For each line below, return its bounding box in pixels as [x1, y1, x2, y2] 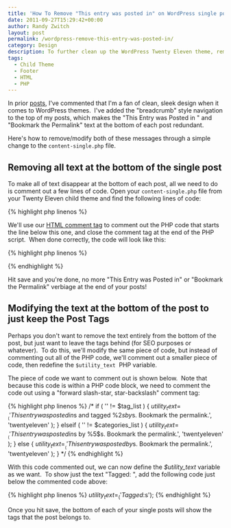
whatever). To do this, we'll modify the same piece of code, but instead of [8, 346, 218, 354]
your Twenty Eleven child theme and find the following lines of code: [8, 194, 202, 203]
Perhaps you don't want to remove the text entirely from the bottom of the [8, 331, 217, 340]
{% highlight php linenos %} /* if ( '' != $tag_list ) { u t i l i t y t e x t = [8, 402, 181, 412]
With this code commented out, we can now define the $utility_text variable [8, 463, 221, 471]
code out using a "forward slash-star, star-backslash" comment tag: [8, 389, 200, 397]
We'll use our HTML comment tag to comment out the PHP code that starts [8, 221, 220, 229]
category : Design [8, 42, 58, 49]
